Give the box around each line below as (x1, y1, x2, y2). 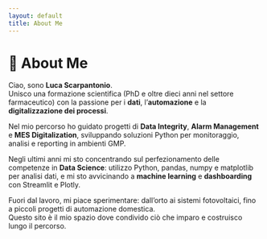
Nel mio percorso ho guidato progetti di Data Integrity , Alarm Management (8, 122, 259, 131)
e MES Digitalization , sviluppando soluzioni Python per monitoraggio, (8, 130, 240, 140)
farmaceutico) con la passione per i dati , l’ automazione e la (8, 97, 207, 107)
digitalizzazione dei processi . (8, 106, 109, 116)
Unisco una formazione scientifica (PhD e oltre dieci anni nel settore (8, 89, 234, 99)
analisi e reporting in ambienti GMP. (8, 138, 126, 149)
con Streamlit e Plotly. (8, 180, 81, 190)
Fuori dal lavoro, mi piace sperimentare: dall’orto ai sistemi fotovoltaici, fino (8, 196, 257, 205)
